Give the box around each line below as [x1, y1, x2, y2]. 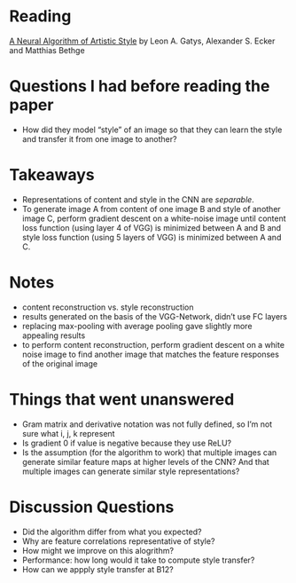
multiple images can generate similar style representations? [21, 466, 240, 477]
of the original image [21, 358, 98, 369]
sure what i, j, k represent [21, 428, 115, 438]
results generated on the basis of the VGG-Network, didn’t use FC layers [21, 311, 288, 321]
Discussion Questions [9, 497, 175, 516]
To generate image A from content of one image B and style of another [21, 203, 281, 214]
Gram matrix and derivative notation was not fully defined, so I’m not [21, 419, 273, 429]
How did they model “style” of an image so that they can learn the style [21, 124, 283, 135]
